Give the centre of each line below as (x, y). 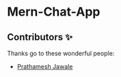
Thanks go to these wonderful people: (61, 53)
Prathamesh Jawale (45, 66)
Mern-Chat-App (54, 12)
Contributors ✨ (40, 37)
